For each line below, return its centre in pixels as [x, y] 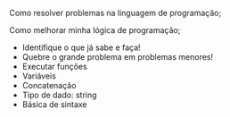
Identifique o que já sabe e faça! [81, 47]
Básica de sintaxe [54, 104]
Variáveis [39, 76]
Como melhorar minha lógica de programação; [95, 30]
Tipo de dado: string [59, 95]
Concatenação [49, 85]
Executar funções [54, 67]
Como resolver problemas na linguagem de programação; [115, 13]
